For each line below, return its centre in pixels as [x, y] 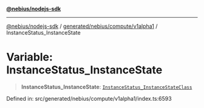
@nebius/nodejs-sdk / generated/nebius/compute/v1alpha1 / [82, 26]
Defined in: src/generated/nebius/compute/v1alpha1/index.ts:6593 [89, 98]
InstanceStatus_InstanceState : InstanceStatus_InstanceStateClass [107, 87]
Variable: [30, 57]
